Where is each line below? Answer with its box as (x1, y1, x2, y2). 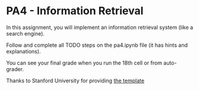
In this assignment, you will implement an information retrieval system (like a (6, 24, 194, 31)
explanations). (6, 47, 41, 54)
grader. (6, 65, 24, 72)
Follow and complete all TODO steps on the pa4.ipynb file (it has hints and (6, 41, 188, 49)
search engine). (6, 30, 45, 37)
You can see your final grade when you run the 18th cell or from (6, 59, 163, 66)
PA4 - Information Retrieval (6, 4, 144, 18)
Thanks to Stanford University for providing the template (6, 77, 145, 84)
